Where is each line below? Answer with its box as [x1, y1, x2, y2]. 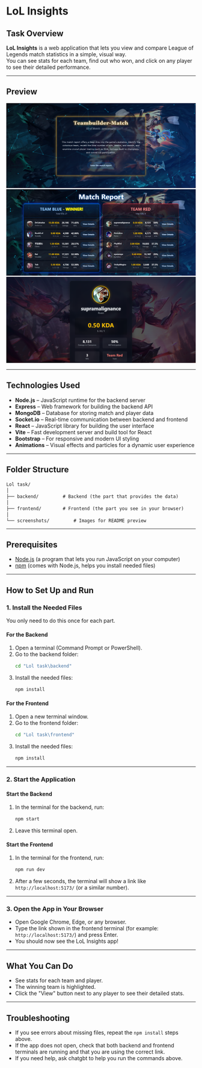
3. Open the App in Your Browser [6, 905, 104, 913]
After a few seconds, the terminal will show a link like [14, 878, 146, 885]
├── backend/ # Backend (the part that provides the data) [6, 494, 179, 500]
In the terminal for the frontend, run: [14, 854, 104, 861]
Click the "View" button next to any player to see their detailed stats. [14, 989, 185, 997]
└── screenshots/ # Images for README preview [6, 518, 147, 524]
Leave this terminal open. [14, 827, 78, 834]
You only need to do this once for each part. [6, 617, 115, 625]
